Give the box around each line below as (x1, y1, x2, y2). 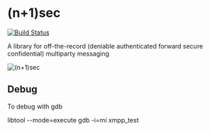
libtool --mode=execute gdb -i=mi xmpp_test (7, 116, 139, 124)
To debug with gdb (7, 102, 62, 111)
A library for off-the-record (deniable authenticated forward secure (7, 42, 204, 50)
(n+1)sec (7, 5, 61, 21)
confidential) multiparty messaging (7, 49, 110, 58)
